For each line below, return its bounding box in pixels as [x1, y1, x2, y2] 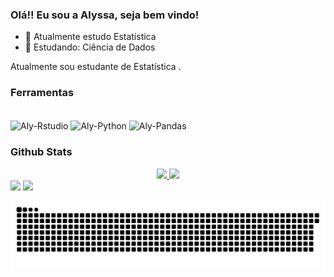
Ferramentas [10, 86, 75, 100]
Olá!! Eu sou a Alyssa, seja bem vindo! [10, 8, 200, 22]
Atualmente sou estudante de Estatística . [10, 61, 182, 73]
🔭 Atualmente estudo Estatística [24, 31, 157, 43]
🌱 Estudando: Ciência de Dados [24, 41, 156, 53]
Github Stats [10, 145, 73, 159]
